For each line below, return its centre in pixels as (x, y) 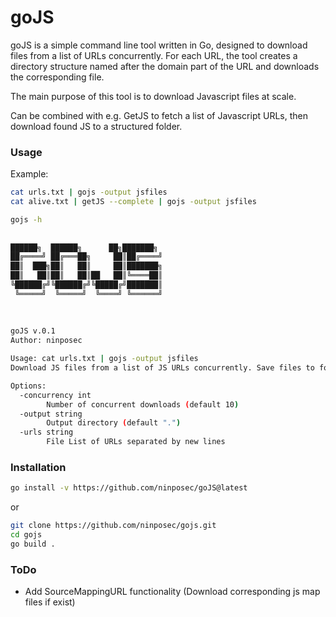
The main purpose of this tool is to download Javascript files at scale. (153, 96)
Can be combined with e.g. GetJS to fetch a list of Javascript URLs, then (159, 115)
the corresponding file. (57, 77)
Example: (29, 174)
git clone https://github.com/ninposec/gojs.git (113, 526)
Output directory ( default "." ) (114, 423)
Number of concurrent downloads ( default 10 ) (143, 404)
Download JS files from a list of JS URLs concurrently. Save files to (162, 368)
